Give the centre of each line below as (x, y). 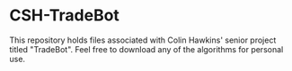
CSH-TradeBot (64, 16)
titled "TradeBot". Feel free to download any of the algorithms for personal (146, 49)
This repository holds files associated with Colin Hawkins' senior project (143, 40)
